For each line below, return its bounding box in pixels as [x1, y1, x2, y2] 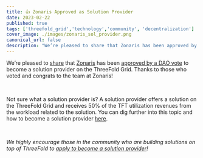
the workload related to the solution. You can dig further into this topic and [6, 108, 193, 116]
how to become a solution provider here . [6, 114, 108, 122]
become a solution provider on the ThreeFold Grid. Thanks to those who [6, 65, 187, 73]
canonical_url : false [6, 37, 61, 43]
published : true [6, 20, 47, 26]
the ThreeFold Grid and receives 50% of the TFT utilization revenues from [6, 102, 191, 109]
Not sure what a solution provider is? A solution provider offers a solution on [6, 95, 197, 103]
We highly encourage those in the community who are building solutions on [6, 138, 196, 145]
